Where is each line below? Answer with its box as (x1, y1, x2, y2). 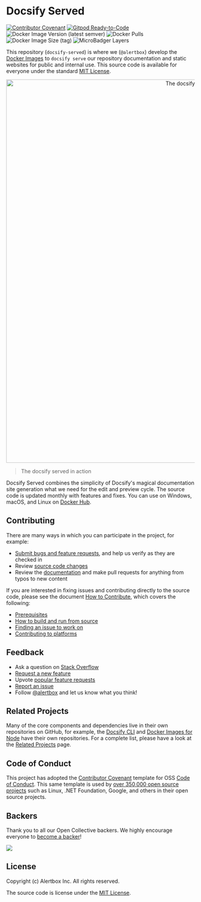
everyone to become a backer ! (6, 833, 82, 840)
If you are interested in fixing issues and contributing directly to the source (6, 586, 190, 594)
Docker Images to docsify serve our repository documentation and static (6, 55, 187, 62)
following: (6, 599, 31, 606)
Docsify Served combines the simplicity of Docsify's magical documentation (6, 479, 194, 486)
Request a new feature (14, 670, 71, 677)
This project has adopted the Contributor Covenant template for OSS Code (6, 774, 190, 782)
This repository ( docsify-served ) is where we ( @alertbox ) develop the (6, 48, 178, 55)
